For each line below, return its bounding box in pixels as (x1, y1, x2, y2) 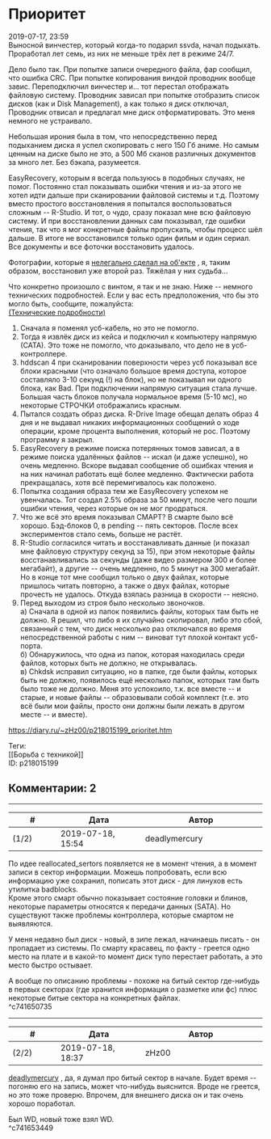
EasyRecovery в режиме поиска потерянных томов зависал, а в (19, 443, 240, 453)
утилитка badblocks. (8, 884, 79, 894)
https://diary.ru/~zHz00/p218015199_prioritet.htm (8, 725, 173, 735)
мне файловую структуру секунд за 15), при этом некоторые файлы (19, 546, 256, 556)
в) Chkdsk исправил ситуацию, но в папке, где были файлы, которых (19, 666, 258, 676)
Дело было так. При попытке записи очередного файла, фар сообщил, (8, 64, 252, 74)
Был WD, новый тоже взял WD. (8, 1114, 115, 1124)
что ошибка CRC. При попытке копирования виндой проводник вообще (8, 73, 256, 82)
